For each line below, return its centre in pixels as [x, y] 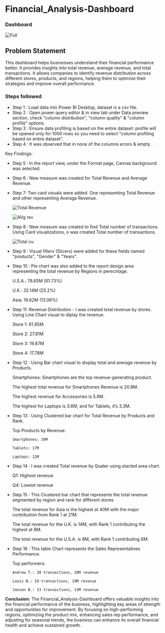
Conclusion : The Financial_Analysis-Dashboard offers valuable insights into [82, 599]
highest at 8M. [27, 529]
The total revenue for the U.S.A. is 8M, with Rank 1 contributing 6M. [81, 539]
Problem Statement [35, 51]
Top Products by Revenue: [39, 430]
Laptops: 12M [26, 457]
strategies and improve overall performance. [50, 84]
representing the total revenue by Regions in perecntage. [70, 271]
